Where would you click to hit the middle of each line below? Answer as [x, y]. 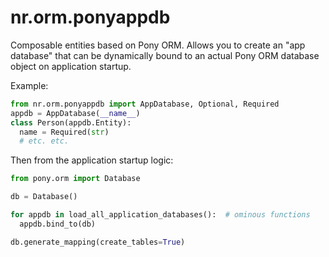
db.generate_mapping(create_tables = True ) [98, 242]
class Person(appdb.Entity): [71, 122]
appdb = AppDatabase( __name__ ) [75, 113]
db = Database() [44, 197]
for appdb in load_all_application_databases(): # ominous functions [160, 215]
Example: [29, 85]
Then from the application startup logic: [92, 160]
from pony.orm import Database [75, 179]
